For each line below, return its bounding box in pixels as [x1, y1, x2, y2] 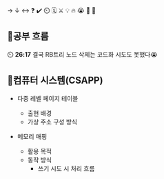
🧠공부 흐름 [7, 30, 50, 42]
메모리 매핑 [17, 132, 48, 140]
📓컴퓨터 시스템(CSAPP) [7, 75, 103, 86]
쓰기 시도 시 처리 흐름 [37, 164, 95, 172]
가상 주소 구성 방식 [27, 117, 78, 126]
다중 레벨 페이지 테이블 [17, 94, 79, 102]
